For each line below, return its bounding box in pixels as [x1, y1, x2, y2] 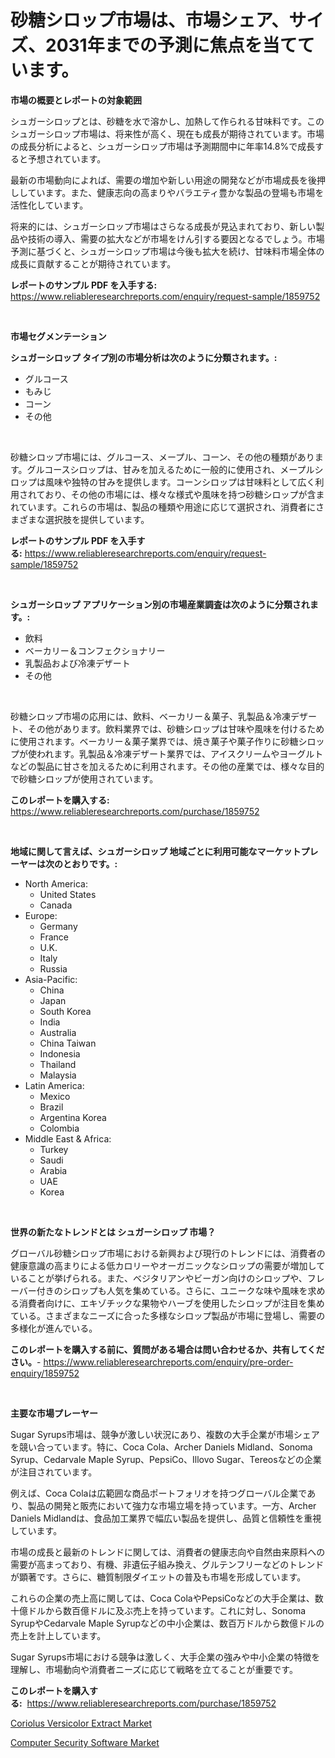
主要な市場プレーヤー [10, 1407, 98, 1419]
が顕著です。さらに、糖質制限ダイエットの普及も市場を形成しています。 [10, 1571, 307, 1583]
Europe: [24, 909, 58, 921]
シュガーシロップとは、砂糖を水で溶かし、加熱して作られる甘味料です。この [10, 115, 325, 127]
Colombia [39, 1122, 80, 1134]
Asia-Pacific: [24, 973, 78, 985]
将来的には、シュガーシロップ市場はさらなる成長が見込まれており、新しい [10, 220, 317, 232]
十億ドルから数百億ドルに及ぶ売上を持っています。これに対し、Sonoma [10, 1604, 307, 1616]
